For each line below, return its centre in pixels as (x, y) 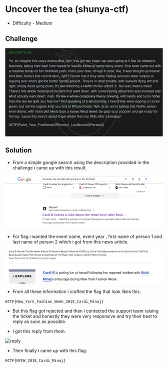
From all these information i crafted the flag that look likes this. (76, 291)
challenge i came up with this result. (49, 167)
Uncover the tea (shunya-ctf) (67, 9)
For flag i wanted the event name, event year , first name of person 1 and (87, 236)
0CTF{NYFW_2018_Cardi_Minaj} (35, 361)
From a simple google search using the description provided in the (81, 162)
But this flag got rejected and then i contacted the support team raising (85, 311)
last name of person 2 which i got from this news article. (70, 242)
